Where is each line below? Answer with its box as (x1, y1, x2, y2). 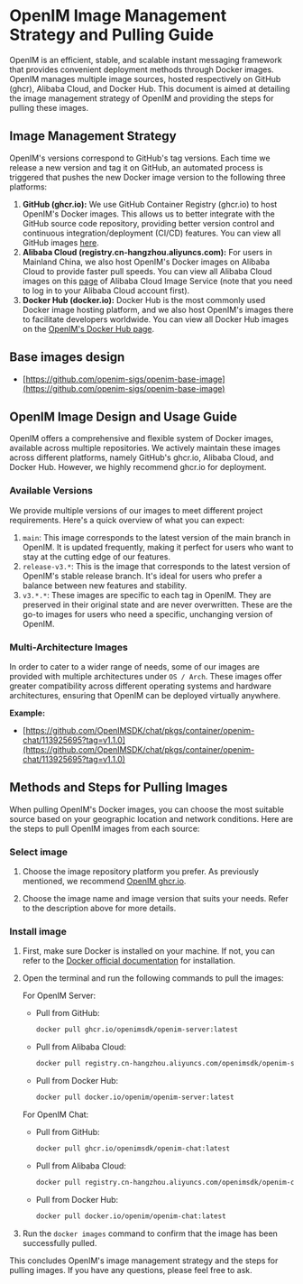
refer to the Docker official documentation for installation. (22, 956, 236, 966)
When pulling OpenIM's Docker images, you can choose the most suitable (9, 804, 284, 815)
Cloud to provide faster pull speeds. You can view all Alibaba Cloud (22, 265, 272, 276)
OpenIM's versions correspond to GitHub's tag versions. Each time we (9, 152, 271, 163)
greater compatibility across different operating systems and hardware (9, 680, 272, 691)
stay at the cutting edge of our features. (22, 551, 171, 562)
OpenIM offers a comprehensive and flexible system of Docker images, (9, 433, 274, 444)
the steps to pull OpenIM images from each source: (9, 823, 200, 834)
